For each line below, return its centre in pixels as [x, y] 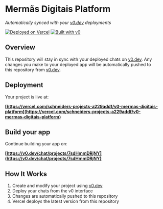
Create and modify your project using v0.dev [57, 186]
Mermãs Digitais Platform [58, 9]
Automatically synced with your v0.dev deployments [58, 23]
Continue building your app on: [36, 144]
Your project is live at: [27, 97]
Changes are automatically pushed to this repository [65, 196]
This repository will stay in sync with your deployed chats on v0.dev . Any [79, 59]
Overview [20, 47]
